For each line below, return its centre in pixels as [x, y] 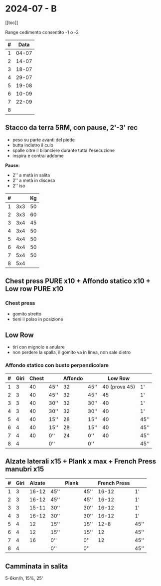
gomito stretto [27, 314]
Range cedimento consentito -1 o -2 [42, 32]
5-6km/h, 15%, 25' [24, 578]
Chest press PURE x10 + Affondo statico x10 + [78, 281]
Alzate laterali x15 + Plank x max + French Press [80, 461]
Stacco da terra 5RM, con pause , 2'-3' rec [72, 128]
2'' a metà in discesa [34, 180]
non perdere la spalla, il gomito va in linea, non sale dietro [72, 352]
